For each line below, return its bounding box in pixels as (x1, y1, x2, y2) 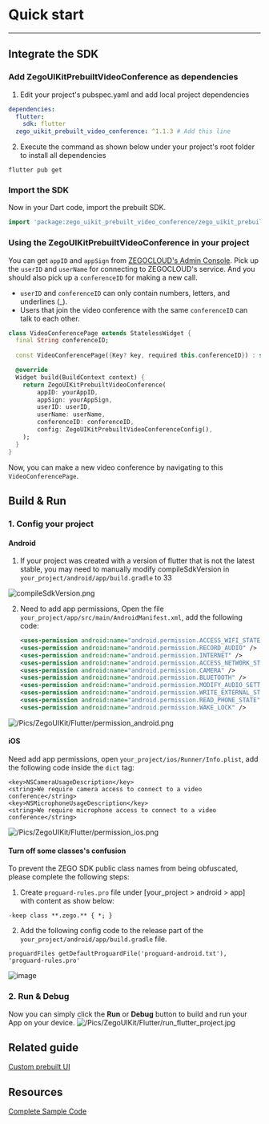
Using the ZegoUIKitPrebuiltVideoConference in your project (8, 237, 250, 249)
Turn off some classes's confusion (8, 846, 126, 855)
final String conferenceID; (15, 337, 110, 345)
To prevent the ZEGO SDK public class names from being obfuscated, (8, 863, 239, 873)
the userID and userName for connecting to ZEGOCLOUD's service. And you (8, 264, 255, 273)
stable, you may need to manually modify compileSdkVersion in (19, 564, 230, 574)
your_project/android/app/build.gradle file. (19, 934, 167, 944)
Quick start (8, 6, 84, 24)
